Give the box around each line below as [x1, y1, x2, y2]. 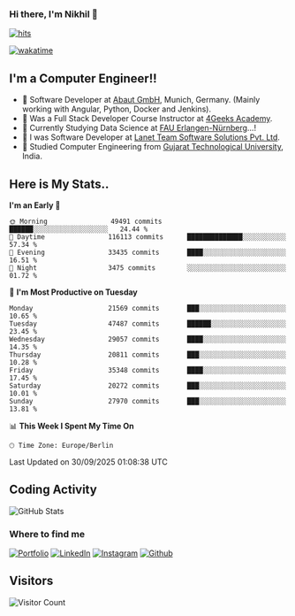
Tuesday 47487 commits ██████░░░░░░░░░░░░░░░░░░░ [9, 319, 287, 328]
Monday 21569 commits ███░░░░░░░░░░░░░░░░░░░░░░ [9, 304, 287, 312]
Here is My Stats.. [9, 176, 110, 191]
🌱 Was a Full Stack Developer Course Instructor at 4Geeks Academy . [21, 113, 273, 124]
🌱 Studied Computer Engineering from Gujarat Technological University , [21, 142, 284, 152]
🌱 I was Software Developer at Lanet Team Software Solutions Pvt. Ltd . [21, 132, 281, 142]
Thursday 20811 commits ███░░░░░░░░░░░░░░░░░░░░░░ [9, 350, 287, 359]
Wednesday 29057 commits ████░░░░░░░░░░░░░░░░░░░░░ [9, 335, 287, 343]
